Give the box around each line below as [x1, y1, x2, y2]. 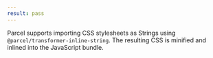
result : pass [7, 10, 45, 17]
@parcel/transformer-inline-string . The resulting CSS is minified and [7, 35, 206, 44]
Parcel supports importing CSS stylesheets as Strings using [7, 29, 176, 37]
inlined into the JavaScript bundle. [7, 43, 104, 51]
